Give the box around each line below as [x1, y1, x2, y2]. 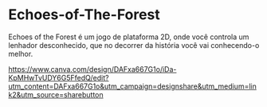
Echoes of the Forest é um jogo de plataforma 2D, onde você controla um [8, 32, 249, 42]
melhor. [8, 49, 33, 58]
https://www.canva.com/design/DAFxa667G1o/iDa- [8, 64, 177, 73]
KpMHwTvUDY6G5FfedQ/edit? [8, 73, 109, 82]
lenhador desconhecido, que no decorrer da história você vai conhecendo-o [8, 40, 260, 50]
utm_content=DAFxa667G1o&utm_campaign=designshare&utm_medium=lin [8, 81, 257, 91]
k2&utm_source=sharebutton [8, 89, 104, 99]
